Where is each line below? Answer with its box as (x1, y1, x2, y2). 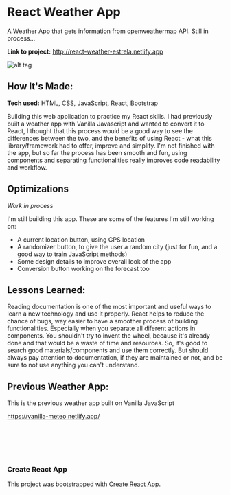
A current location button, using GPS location (16, 235, 146, 244)
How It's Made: (7, 80, 73, 93)
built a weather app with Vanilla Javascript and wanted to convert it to (7, 119, 205, 128)
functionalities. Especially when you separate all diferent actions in (7, 324, 196, 333)
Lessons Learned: (7, 284, 86, 296)
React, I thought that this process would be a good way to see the (7, 126, 194, 135)
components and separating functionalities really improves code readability (7, 156, 220, 164)
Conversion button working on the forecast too (16, 264, 150, 273)
